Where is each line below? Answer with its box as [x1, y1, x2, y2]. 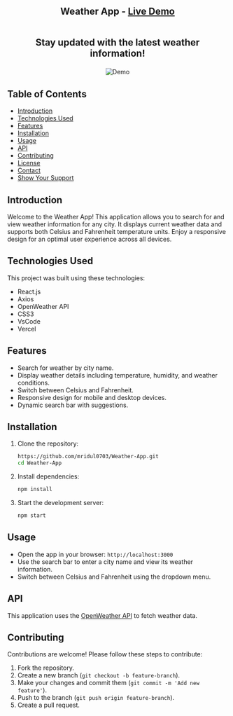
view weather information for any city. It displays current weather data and [7, 220, 223, 228]
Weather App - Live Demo [60, 6, 175, 18]
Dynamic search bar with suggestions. [17, 401, 129, 409]
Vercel [17, 324, 36, 333]
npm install [17, 486, 52, 493]
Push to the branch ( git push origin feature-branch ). [17, 694, 175, 702]
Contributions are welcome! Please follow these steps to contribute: [7, 650, 203, 659]
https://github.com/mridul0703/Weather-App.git [17, 453, 159, 460]
